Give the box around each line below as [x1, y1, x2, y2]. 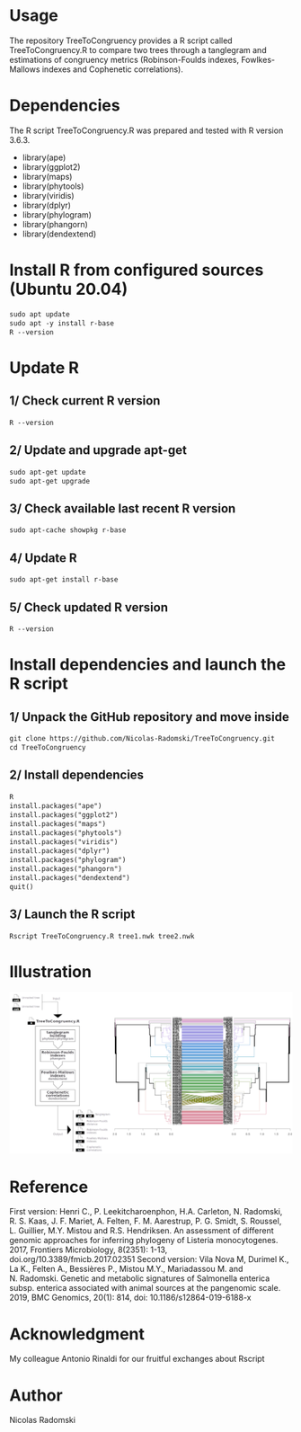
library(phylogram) [22, 209, 93, 220]
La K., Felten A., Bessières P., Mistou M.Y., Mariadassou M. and [9, 1264, 243, 1275]
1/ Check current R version [9, 393, 161, 409]
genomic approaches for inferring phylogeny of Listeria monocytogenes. [9, 1235, 279, 1246]
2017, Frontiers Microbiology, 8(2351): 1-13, [9, 1244, 168, 1255]
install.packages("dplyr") [9, 846, 111, 855]
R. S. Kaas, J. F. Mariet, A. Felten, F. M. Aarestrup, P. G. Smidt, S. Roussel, [9, 1215, 282, 1227]
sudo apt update [9, 309, 70, 319]
